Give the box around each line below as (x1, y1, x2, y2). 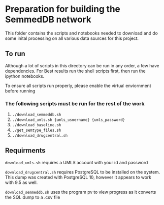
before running (5, 88, 35, 94)
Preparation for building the (5, 3, 121, 15)
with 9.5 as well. (5, 179, 38, 185)
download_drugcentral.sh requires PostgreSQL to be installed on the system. (5, 169, 160, 175)
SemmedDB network (5, 14, 92, 25)
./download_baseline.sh (12, 123, 62, 128)
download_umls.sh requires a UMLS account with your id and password (5, 159, 148, 165)
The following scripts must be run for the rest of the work (5, 100, 145, 107)
